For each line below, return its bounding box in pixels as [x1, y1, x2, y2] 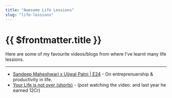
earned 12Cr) [12, 87, 41, 93]
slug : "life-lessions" [5, 12, 54, 17]
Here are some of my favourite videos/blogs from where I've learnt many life [5, 51, 166, 57]
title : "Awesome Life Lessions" [5, 7, 74, 13]
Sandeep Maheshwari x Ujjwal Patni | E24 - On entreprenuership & [12, 71, 154, 77]
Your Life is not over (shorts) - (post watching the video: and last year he [12, 82, 166, 88]
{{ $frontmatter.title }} [5, 34, 102, 46]
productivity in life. [12, 77, 52, 83]
